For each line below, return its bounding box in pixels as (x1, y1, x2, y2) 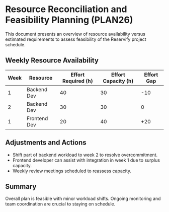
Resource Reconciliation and (5, 4, 127, 15)
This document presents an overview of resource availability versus (5, 31, 146, 37)
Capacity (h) (103, 77, 134, 84)
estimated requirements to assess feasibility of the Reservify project (5, 36, 147, 42)
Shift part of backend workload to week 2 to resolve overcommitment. (12, 152, 158, 158)
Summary (5, 182, 37, 191)
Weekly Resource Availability (5, 56, 99, 65)
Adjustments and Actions (5, 138, 87, 147)
